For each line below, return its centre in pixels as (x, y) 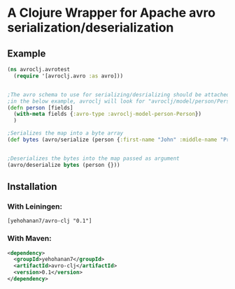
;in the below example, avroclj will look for (76, 101)
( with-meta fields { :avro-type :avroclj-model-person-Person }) (107, 114)
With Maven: (29, 239)
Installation (32, 187)
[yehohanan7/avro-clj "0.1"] (50, 221)
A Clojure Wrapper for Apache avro (111, 13)
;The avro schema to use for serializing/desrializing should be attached (119, 95)
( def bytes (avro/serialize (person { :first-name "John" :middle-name (112, 140)
